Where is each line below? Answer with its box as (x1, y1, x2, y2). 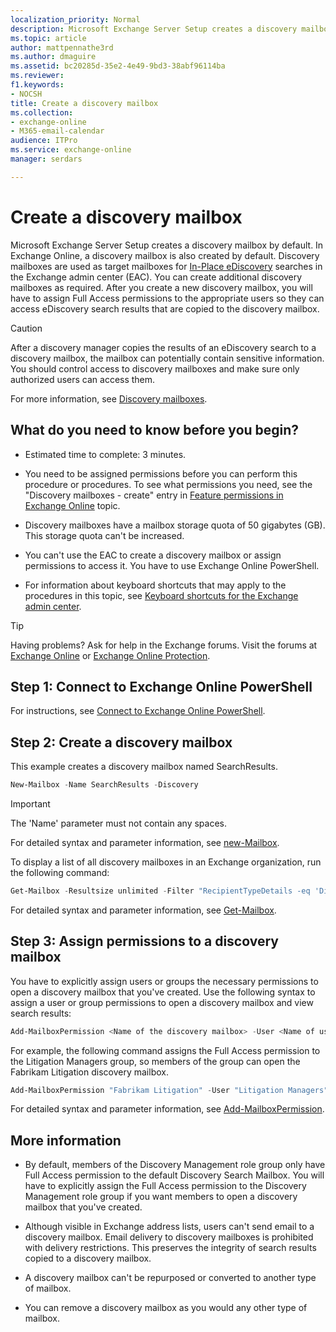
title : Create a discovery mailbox (10, 98, 159, 108)
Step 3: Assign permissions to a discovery (10, 933, 279, 950)
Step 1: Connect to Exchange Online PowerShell (10, 678, 313, 695)
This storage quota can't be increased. (24, 529, 185, 541)
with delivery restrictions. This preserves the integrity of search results (24, 1242, 317, 1254)
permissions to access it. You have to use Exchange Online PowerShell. (24, 559, 320, 571)
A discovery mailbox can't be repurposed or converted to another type (24, 1272, 317, 1284)
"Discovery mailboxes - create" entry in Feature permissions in (24, 489, 284, 501)
